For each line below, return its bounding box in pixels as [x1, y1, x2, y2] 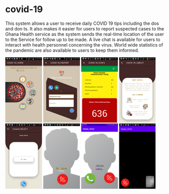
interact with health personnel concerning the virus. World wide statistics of [5, 42, 163, 48]
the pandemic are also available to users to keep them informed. [5, 47, 139, 53]
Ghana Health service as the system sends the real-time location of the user [5, 31, 164, 37]
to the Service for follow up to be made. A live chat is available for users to [5, 36, 160, 43]
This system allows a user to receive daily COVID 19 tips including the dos [5, 20, 159, 26]
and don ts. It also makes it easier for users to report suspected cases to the [5, 25, 164, 31]
